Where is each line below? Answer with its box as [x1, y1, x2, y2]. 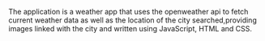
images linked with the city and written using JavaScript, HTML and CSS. [8, 24, 253, 33]
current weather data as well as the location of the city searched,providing [8, 15, 257, 25]
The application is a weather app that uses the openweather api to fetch [8, 7, 249, 16]
